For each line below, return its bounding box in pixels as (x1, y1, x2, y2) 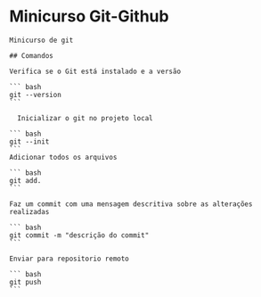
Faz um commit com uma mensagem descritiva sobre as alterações (9, 199, 253, 209)
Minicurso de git (9, 36, 74, 45)
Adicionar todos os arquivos (9, 153, 118, 161)
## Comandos (9, 51, 53, 60)
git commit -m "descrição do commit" (9, 230, 150, 240)
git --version (9, 90, 62, 99)
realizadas (9, 207, 50, 216)
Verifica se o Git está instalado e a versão (9, 67, 181, 76)
